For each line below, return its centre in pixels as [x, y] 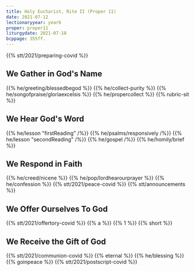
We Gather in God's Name [54, 74]
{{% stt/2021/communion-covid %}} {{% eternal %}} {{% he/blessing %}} [95, 256]
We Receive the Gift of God [56, 241]
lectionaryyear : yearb [34, 22]
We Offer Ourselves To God [57, 209]
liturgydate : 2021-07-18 [36, 33]
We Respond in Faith [44, 164]
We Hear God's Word [45, 119]
